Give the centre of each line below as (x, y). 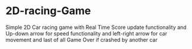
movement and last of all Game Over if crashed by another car (81, 40)
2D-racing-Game (48, 11)
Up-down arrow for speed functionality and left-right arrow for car (86, 33)
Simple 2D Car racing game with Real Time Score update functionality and (96, 27)
